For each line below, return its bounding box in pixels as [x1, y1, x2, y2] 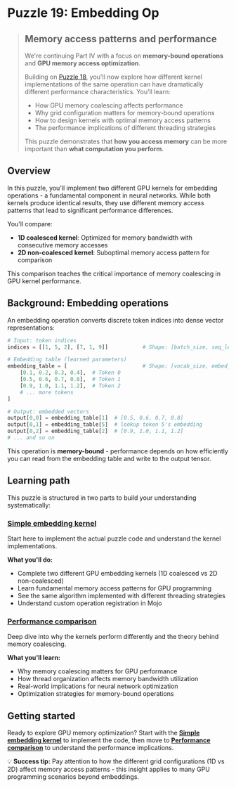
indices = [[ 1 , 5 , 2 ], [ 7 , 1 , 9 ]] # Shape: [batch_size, [7, 343, 209, 351]
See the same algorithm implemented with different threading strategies [17, 591, 226, 600]
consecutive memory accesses [17, 240, 108, 249]
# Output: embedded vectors [7, 408, 90, 415]
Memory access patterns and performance [24, 33, 217, 45]
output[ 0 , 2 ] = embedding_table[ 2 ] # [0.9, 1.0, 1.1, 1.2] [7, 427, 184, 435]
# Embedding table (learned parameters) [7, 356, 128, 363]
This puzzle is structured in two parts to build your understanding [7, 493, 197, 502]
